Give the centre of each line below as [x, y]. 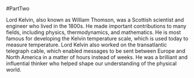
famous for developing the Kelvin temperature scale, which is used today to [97, 38]
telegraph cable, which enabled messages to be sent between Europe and [96, 51]
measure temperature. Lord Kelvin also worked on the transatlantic [86, 45]
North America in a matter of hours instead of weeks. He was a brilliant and [97, 57]
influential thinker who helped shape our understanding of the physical [91, 63]
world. [14, 69]
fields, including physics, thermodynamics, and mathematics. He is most [93, 32]
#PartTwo [18, 9]
